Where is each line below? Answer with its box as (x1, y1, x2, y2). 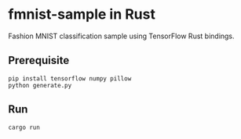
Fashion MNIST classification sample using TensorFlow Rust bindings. (8, 31, 235, 41)
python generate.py (8, 81, 72, 89)
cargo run (8, 123, 41, 131)
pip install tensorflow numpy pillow (8, 74, 132, 83)
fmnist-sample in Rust (8, 5, 155, 23)
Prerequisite (8, 54, 70, 67)
